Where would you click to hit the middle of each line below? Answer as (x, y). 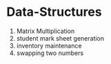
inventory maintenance (49, 45)
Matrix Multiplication (46, 31)
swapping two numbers (50, 53)
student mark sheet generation (60, 38)
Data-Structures (54, 12)
